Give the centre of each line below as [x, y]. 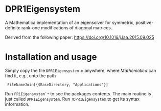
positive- [144, 22]
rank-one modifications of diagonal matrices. [67, 27]
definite [13, 27]
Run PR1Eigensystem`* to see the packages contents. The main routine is [78, 93]
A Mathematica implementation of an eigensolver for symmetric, [70, 22]
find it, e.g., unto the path [31, 76]
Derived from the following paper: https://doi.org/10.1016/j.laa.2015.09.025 [80, 37]
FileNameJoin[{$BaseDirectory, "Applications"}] [58, 85]
